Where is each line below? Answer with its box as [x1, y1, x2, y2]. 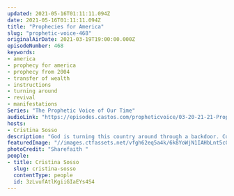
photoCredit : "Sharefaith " [7, 146, 89, 153]
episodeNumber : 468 [7, 42, 64, 49]
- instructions [7, 81, 52, 88]
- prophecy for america [7, 62, 77, 69]
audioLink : [7, 113, 39, 120]
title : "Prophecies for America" [7, 23, 104, 30]
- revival [7, 95, 36, 101]
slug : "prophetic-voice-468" [7, 29, 92, 37]
